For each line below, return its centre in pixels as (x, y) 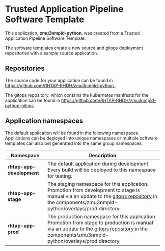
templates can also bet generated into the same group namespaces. (74, 143)
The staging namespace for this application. (98, 184)
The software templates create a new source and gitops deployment (74, 48)
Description (102, 155)
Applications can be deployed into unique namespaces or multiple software (82, 138)
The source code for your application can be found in (59, 80)
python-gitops (20, 105)
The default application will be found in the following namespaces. (72, 133)
